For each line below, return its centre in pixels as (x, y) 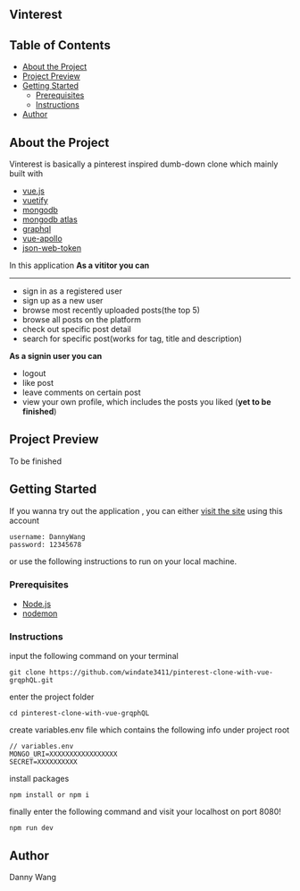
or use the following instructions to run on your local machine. (123, 561)
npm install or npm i (50, 795)
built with (26, 174)
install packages (39, 779)
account (25, 520)
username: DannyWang (48, 536)
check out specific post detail (76, 330)
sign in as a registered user (72, 291)
